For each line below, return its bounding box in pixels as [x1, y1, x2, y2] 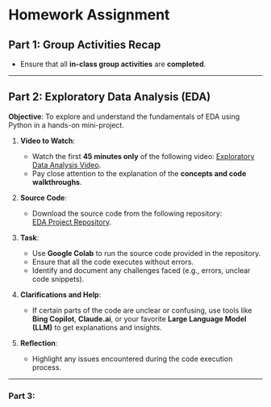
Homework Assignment [8, 6, 170, 24]
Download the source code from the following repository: [31, 208, 223, 218]
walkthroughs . [31, 177, 82, 187]
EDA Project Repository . [31, 216, 112, 227]
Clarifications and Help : [19, 289, 102, 300]
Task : [19, 233, 40, 242]
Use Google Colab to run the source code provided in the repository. [31, 248, 261, 258]
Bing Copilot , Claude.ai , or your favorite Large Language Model [31, 313, 247, 324]
